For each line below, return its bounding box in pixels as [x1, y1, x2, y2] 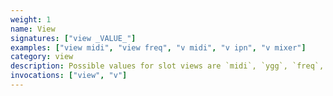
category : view [10, 52, 74, 62]
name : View [10, 24, 56, 34]
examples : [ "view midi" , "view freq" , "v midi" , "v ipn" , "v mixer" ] [10, 42, 307, 53]
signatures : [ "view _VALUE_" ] [10, 33, 137, 43]
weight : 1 [10, 14, 52, 25]
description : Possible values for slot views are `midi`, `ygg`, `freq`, [10, 61, 325, 71]
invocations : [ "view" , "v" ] [10, 71, 128, 81]
